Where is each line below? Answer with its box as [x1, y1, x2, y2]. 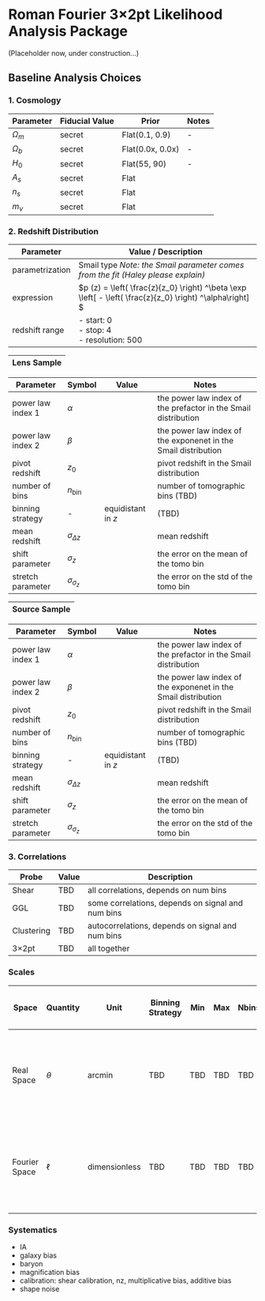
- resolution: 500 [78, 335, 143, 346]
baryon [19, 1258, 43, 1268]
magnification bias [19, 1267, 80, 1277]
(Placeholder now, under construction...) [8, 48, 140, 58]
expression [12, 292, 54, 303]
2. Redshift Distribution [8, 226, 99, 237]
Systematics [8, 1224, 58, 1236]
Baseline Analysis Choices [8, 71, 142, 84]
